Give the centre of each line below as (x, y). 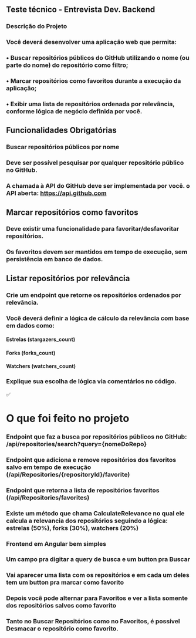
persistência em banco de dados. (55, 259)
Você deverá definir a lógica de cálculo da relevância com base (98, 318)
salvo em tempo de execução (49, 467)
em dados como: (30, 325)
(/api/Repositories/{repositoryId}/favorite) (68, 474)
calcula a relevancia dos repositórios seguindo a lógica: (87, 521)
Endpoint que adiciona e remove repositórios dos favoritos (91, 460)
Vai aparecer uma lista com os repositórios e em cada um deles (98, 575)
